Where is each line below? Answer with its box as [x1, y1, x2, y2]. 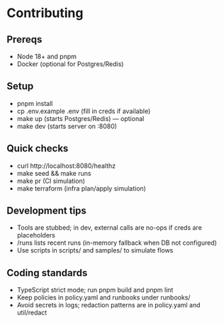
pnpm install [16, 99, 53, 107]
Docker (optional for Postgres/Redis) [16, 60, 124, 68]
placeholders [16, 231, 56, 240]
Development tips [6, 205, 86, 217]
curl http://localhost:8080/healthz [16, 161, 116, 170]
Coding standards [6, 267, 88, 279]
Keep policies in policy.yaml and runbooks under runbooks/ [16, 293, 191, 302]
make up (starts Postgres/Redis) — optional [16, 114, 145, 122]
